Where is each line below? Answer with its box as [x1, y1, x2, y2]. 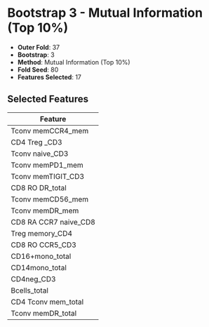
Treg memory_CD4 [11, 228, 72, 238]
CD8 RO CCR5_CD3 [11, 240, 77, 250]
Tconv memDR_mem [11, 206, 79, 215]
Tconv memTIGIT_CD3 [11, 171, 85, 181]
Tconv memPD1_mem [11, 160, 84, 170]
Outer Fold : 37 [17, 43, 60, 51]
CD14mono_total [11, 262, 67, 272]
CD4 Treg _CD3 [11, 137, 62, 147]
